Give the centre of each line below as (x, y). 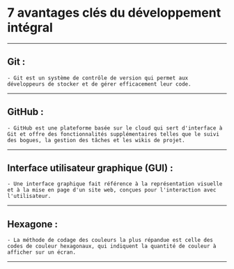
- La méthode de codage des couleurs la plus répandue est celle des (110, 240)
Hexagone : (32, 224)
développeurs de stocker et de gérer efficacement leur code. (99, 84)
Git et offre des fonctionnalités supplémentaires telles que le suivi (113, 134)
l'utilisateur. (29, 197)
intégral (30, 28)
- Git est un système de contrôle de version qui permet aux (98, 78)
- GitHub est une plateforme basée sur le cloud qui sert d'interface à (115, 128)
